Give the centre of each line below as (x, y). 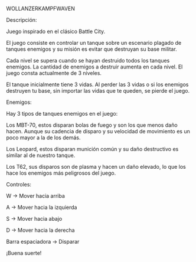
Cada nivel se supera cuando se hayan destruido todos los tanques (88, 60)
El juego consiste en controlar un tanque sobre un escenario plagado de (94, 43)
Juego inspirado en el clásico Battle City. (56, 31)
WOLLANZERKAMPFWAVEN (41, 9)
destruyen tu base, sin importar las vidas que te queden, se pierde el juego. (98, 91)
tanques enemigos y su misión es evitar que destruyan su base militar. (92, 49)
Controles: (19, 184)
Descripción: (22, 20)
